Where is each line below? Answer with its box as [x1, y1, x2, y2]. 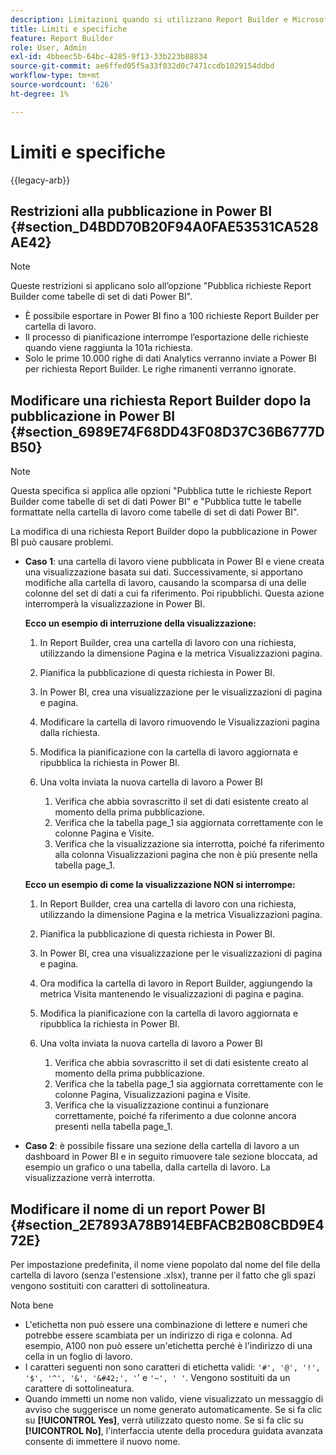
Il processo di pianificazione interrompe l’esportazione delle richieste [24, 331, 309, 343]
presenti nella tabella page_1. [54, 1121, 173, 1133]
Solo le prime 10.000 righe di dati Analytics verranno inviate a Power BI [24, 352, 317, 365]
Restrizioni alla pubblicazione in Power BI [10, 202, 273, 220]
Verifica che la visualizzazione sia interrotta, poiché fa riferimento [54, 838, 325, 850]
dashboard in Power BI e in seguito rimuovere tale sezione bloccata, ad [24, 1151, 318, 1163]
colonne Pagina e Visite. [54, 827, 155, 840]
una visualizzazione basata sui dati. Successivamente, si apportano [24, 566, 303, 578]
